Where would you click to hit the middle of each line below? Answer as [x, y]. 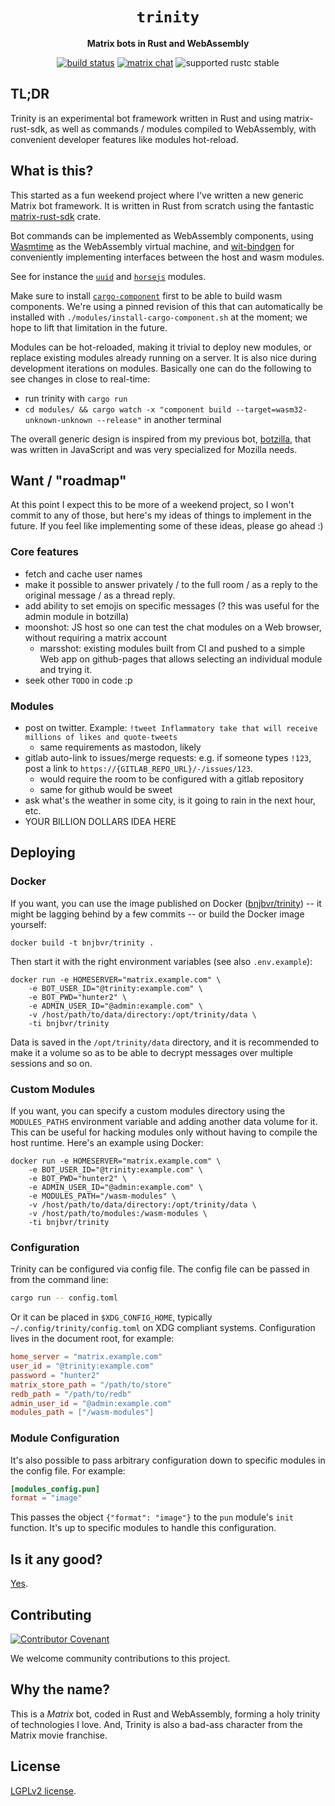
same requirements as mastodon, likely [120, 747]
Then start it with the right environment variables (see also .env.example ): [161, 961]
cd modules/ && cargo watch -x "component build [128, 409]
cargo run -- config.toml [64, 1298]
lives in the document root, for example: [92, 1339]
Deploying [43, 853]
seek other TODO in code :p [78, 680]
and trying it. [66, 669]
